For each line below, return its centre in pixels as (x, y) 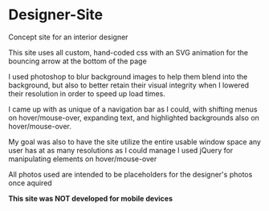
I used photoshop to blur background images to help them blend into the (128, 76)
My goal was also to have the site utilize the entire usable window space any (134, 141)
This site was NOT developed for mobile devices (91, 198)
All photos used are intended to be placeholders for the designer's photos (130, 174)
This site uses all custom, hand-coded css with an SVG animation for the (128, 52)
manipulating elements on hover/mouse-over (83, 159)
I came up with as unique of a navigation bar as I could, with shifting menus (133, 109)
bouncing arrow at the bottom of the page (77, 61)
